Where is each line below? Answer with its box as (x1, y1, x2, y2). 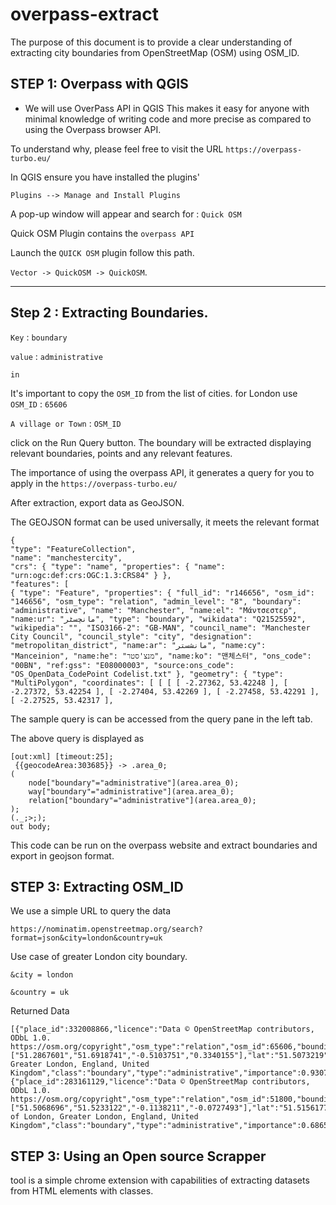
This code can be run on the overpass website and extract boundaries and (10, 839, 318, 851)
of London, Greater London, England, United (10, 1112, 199, 1122)
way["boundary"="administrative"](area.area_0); (28, 786, 235, 797)
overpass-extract (10, 3, 159, 26)
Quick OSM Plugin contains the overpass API (10, 227, 195, 239)
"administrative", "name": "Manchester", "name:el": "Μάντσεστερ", (10, 605, 298, 615)
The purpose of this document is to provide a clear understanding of (10, 36, 293, 48)
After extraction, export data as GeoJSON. (10, 496, 185, 508)
